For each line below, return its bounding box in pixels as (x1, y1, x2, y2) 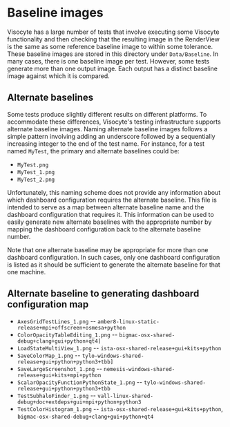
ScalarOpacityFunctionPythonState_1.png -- (17, 378, 143, 386)
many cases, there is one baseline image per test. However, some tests (7, 57, 210, 65)
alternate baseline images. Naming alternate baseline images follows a (7, 124, 208, 133)
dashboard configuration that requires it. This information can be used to (7, 210, 214, 218)
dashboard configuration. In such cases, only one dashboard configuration (7, 253, 220, 261)
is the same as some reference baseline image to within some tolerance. (7, 42, 213, 50)
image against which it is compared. (7, 71, 111, 80)
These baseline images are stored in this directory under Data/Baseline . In (7, 50, 219, 58)
